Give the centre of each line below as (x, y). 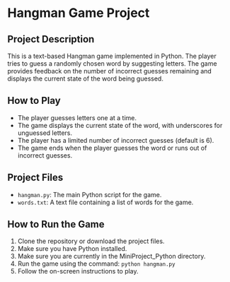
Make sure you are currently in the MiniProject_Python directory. (111, 257)
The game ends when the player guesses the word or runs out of (112, 148)
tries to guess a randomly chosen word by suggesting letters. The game (112, 64)
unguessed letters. (45, 133)
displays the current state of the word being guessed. (86, 78)
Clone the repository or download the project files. (91, 241)
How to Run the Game (56, 224)
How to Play (34, 101)
